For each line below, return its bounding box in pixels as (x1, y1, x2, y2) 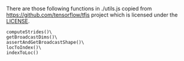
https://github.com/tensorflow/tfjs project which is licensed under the (6, 11, 178, 18)
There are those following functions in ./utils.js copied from (6, 5, 152, 12)
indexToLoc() (6, 50, 39, 56)
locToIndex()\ (6, 44, 42, 50)
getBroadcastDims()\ (6, 34, 58, 40)
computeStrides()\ (6, 29, 52, 35)
